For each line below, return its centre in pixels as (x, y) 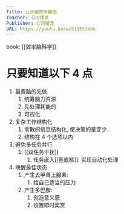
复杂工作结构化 (34, 122)
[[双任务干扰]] (41, 152)
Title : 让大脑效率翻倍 (32, 12)
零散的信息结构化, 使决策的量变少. (66, 129)
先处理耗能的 (40, 107)
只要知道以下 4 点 (50, 74)
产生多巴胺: (38, 190)
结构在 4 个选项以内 (49, 137)
